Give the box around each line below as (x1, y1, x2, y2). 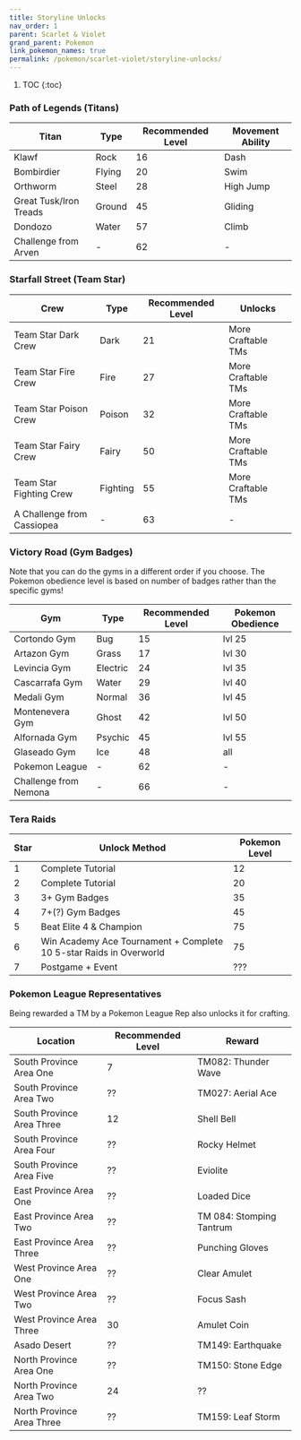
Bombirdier (13, 166, 61, 178)
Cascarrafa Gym (13, 676, 83, 688)
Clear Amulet (196, 1267, 253, 1280)
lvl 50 (222, 711, 247, 723)
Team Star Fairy (13, 439, 81, 452)
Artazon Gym (13, 647, 70, 660)
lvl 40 (222, 676, 247, 688)
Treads (13, 206, 43, 219)
